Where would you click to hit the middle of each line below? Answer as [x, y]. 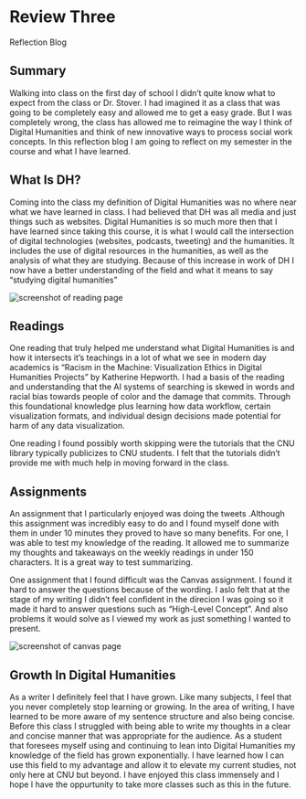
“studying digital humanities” [63, 280]
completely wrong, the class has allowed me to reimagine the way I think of [151, 122]
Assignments [48, 491]
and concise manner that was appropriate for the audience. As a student [146, 736]
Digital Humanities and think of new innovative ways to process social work [151, 132]
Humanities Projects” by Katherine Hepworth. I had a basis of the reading [147, 378]
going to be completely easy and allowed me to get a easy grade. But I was [151, 112]
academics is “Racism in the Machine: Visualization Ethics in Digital [136, 368]
